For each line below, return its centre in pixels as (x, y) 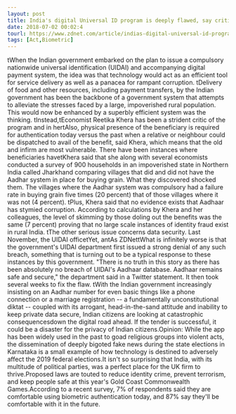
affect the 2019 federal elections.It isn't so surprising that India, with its (110, 359)
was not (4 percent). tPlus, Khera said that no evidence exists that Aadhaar (116, 202)
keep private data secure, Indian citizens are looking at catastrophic (105, 315)
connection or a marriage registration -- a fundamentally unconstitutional (113, 299)
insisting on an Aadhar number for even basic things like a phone (101, 292)
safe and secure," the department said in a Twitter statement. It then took (113, 277)
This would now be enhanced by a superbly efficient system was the (107, 113)
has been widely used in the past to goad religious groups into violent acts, (116, 337)
